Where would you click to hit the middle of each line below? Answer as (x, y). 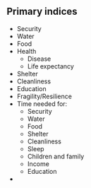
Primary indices (42, 12)
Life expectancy (51, 66)
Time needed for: (42, 104)
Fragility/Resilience (44, 96)
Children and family (56, 156)
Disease (39, 59)
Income (38, 164)
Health (26, 51)
